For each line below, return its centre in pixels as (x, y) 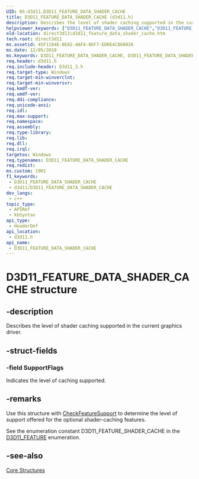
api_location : (24, 231)
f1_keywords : (22, 177)
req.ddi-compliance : (32, 99)
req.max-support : (28, 116)
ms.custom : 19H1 (26, 171)
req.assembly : (24, 127)
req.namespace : (25, 122)
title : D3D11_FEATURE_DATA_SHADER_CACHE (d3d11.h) (70, 17)
